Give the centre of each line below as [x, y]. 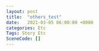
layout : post [22, 11]
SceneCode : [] [24, 39]
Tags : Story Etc [26, 33]
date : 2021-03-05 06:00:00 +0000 [50, 22]
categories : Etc [26, 28]
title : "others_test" [34, 17]
